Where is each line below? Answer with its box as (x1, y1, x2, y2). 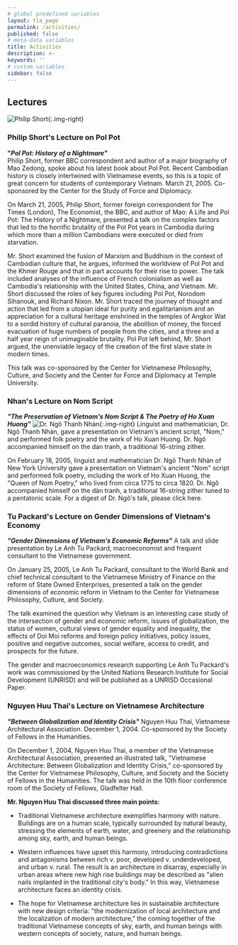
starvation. (7, 238, 39, 246)
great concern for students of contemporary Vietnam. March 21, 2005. (7, 179, 212, 187)
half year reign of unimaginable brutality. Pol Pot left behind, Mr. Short (7, 334, 211, 343)
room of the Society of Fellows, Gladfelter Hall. (7, 783, 144, 792)
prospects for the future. (7, 647, 79, 656)
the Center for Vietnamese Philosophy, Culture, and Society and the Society (7, 768, 229, 777)
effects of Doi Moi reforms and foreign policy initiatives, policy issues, (7, 632, 211, 641)
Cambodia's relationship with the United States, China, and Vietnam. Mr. (7, 282, 218, 290)
